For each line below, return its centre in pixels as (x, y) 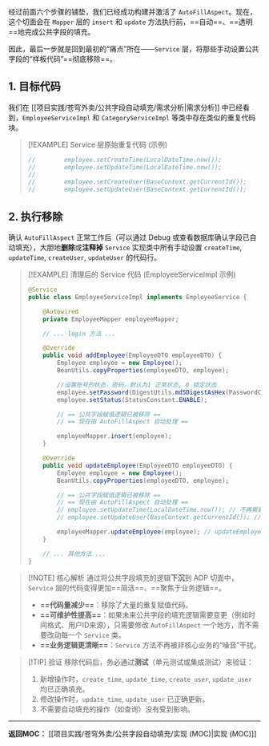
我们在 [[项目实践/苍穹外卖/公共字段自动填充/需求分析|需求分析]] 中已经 (126, 107)
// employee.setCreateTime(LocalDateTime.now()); (125, 160)
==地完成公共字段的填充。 (52, 32)
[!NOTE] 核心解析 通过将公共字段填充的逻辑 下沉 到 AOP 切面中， (133, 578)
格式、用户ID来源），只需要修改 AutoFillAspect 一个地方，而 (146, 625)
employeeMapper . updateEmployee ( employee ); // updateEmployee (161, 532)
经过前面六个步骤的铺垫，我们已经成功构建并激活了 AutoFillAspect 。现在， (133, 12)
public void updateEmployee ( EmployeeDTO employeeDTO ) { (138, 465)
